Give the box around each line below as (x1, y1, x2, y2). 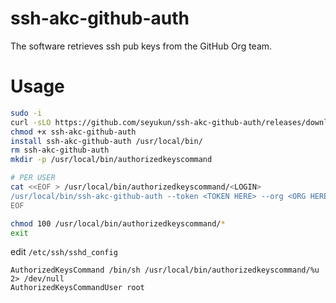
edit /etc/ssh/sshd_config (10, 246, 118, 258)
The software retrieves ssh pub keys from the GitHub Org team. (10, 40, 273, 52)
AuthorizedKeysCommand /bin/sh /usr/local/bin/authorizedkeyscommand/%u (10, 265, 320, 276)
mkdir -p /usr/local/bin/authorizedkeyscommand (10, 155, 213, 165)
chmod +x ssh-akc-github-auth (10, 127, 137, 137)
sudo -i (10, 108, 43, 118)
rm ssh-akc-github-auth (10, 145, 110, 156)
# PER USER (10, 173, 56, 183)
